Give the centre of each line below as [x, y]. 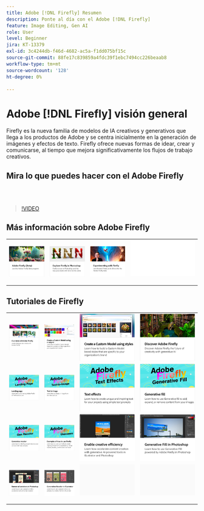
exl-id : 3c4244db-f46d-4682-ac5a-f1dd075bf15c [66, 52]
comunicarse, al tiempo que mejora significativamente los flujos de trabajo [100, 150]
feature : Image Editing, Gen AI [47, 25]
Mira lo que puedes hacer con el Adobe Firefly [95, 176]
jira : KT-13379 [25, 45]
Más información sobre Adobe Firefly [78, 228]
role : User [20, 32]
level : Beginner [27, 39]
